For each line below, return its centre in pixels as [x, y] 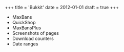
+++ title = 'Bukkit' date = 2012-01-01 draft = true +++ [62, 7]
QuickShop [24, 22]
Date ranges [25, 44]
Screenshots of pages [36, 33]
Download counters [33, 38]
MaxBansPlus [27, 28]
